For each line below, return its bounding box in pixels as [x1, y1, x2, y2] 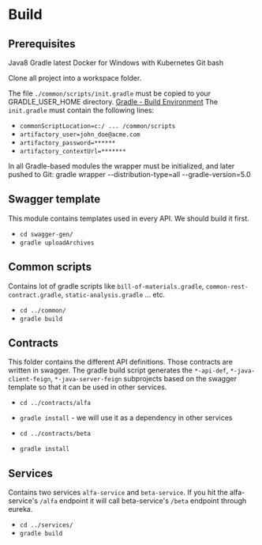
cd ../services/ [19, 521, 73, 529]
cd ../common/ [19, 306, 66, 314]
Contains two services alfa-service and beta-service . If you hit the [8, 488, 229, 498]
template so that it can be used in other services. [8, 382, 167, 392]
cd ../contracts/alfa [19, 399, 91, 407]
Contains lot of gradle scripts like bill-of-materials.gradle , [8, 281, 204, 290]
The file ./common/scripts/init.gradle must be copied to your [8, 89, 211, 98]
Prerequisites [8, 37, 76, 51]
